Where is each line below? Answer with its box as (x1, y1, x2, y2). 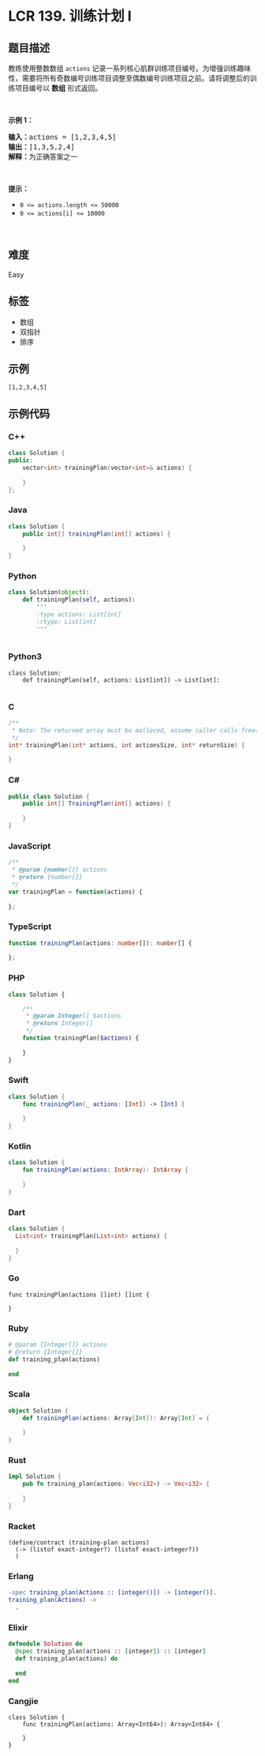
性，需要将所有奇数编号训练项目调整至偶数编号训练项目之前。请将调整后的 (8, 73, 250, 83)
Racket (8, 1521, 35, 1532)
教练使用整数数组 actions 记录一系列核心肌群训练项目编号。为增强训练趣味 (8, 64, 251, 73)
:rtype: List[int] (36, 618, 97, 626)
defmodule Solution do (8, 1640, 83, 1648)
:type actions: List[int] (36, 610, 122, 619)
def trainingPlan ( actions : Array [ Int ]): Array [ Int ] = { (22, 1414, 211, 1422)
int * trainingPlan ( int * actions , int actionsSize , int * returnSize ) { (8, 741, 245, 749)
